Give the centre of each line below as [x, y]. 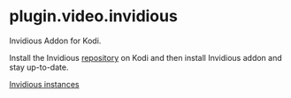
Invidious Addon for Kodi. [55, 41]
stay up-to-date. [39, 67]
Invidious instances [44, 84]
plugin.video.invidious [94, 16]
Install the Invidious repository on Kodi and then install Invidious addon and [146, 57]
